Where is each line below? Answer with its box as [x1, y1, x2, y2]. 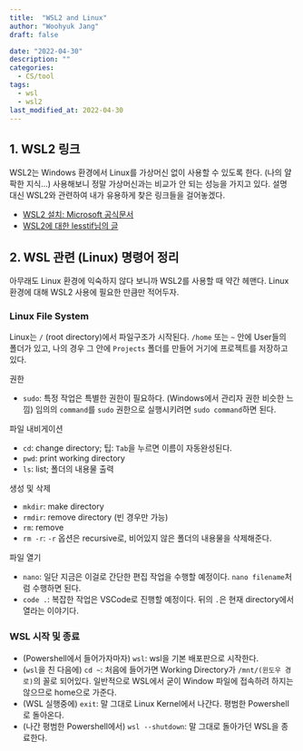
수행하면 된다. [32, 582, 82, 594]
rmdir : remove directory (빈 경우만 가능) [22, 512, 169, 522]
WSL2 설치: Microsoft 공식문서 [22, 210, 134, 220]
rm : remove [22, 522, 64, 533]
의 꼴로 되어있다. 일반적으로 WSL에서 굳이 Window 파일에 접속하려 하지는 [33, 675, 294, 686]
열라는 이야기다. [22, 605, 79, 617]
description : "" [9, 55, 71, 64]
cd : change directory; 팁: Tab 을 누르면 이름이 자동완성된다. [22, 443, 233, 454]
